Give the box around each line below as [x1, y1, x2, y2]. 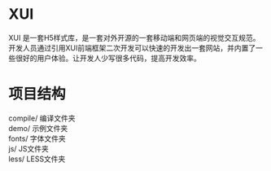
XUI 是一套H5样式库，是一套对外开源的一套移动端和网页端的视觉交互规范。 [8, 33, 260, 42]
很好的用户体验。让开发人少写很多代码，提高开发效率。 [15, 53, 201, 63]
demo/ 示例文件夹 [8, 123, 68, 133]
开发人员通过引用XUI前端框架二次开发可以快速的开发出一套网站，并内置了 [8, 42, 256, 53]
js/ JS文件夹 [8, 143, 49, 153]
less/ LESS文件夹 [8, 154, 66, 164]
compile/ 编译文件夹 [8, 113, 76, 123]
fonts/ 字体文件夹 [8, 134, 67, 143]
